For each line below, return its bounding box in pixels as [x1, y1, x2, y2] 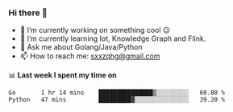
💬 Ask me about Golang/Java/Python [19, 42, 143, 52]
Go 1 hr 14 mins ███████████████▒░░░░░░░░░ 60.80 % [8, 89, 226, 97]
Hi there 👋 [8, 7, 48, 18]
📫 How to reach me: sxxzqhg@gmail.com [19, 51, 160, 61]
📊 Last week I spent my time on [8, 70, 117, 80]
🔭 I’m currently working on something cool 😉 [19, 26, 171, 35]
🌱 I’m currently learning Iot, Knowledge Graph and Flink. [19, 34, 206, 43]
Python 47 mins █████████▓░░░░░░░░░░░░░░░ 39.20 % [8, 96, 226, 104]
